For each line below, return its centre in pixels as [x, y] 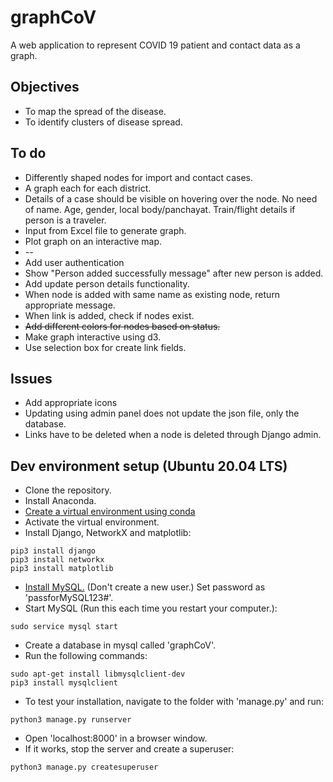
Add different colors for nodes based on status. [122, 326]
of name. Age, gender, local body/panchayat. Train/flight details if [160, 209]
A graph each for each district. [88, 188]
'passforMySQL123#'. [69, 598]
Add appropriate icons [71, 403]
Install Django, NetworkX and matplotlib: [108, 533]
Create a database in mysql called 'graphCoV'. [120, 645]
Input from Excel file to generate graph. [105, 230]
